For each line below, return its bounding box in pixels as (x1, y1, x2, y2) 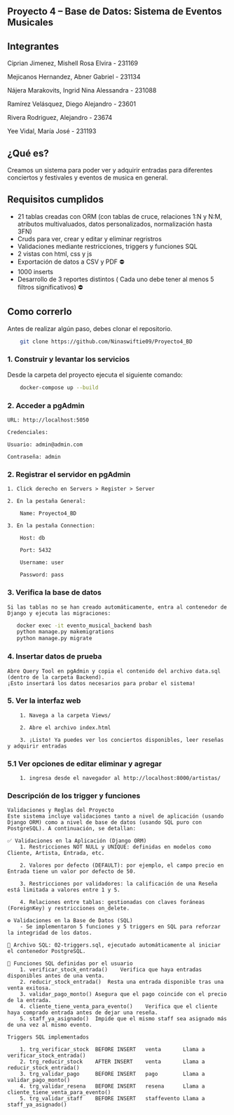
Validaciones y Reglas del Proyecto (7, 806, 114, 814)
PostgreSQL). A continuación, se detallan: (7, 825, 137, 832)
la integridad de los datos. (7, 929, 92, 937)
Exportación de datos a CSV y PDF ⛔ (17, 257, 125, 266)
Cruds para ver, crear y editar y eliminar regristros (17, 234, 163, 243)
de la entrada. (7, 997, 52, 1004)
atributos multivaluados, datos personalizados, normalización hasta (17, 219, 212, 228)
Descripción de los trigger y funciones (7, 791, 141, 801)
